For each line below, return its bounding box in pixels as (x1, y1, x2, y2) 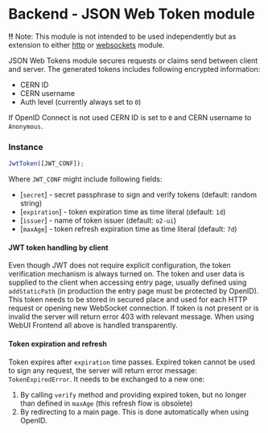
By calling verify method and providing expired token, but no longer (19, 389, 247, 399)
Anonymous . (8, 121, 43, 131)
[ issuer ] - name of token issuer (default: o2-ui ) (19, 215, 177, 226)
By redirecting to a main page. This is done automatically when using (19, 406, 249, 416)
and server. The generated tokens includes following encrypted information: (8, 64, 261, 73)
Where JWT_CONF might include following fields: (8, 174, 163, 184)
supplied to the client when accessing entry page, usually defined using (8, 277, 247, 287)
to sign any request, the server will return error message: (8, 365, 197, 375)
